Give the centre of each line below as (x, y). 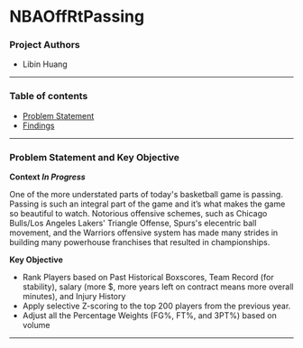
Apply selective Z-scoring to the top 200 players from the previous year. (156, 306)
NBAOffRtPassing (77, 17)
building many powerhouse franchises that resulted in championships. (140, 243)
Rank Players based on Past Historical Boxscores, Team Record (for (148, 278)
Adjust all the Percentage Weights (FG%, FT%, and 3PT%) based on (150, 316)
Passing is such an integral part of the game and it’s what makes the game (147, 204)
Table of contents (49, 96)
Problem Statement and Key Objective (95, 157)
